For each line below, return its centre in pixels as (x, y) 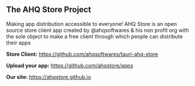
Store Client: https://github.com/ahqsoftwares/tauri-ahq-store (82, 54)
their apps (19, 42)
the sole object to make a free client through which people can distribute (95, 36)
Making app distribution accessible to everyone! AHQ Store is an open (92, 24)
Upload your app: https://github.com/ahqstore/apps (70, 65)
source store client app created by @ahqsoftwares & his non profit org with (97, 30)
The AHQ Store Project (49, 10)
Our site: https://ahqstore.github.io (49, 77)
